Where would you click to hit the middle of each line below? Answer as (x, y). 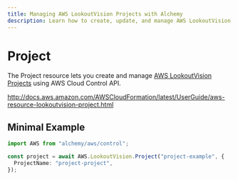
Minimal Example (46, 127)
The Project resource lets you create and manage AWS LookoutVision (110, 76)
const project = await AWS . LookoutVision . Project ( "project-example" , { (116, 157)
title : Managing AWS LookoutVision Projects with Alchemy (95, 14)
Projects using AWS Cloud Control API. (64, 84)
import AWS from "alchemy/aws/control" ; (68, 144)
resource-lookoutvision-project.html (61, 105)
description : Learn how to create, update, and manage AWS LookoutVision (119, 21)
